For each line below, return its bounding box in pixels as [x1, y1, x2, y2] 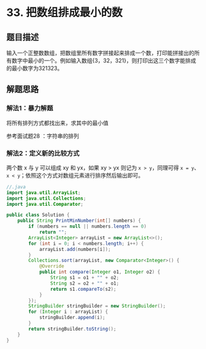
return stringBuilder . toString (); [28, 326, 116, 332]
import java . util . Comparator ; [6, 201, 84, 207]
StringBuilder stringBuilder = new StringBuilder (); [28, 303, 166, 309]
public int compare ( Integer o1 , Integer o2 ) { [39, 269, 161, 276]
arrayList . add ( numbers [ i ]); [39, 246, 112, 252]
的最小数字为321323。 [6, 65, 63, 72]
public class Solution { [6, 212, 70, 218]
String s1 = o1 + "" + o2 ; [50, 275, 120, 281]
